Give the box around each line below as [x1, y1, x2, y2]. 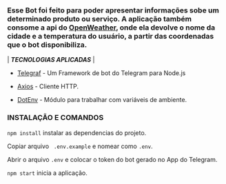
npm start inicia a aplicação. [7, 168, 88, 177]
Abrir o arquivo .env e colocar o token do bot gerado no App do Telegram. [7, 155, 218, 163]
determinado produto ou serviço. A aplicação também [7, 14, 192, 23]
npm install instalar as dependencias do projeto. [7, 128, 147, 136]
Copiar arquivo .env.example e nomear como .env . [7, 142, 153, 150]
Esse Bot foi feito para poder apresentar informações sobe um [7, 6, 219, 15]
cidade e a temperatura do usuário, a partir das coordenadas [7, 31, 214, 41]
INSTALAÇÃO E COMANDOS [7, 113, 104, 123]
